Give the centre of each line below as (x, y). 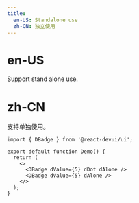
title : (16, 13)
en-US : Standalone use (46, 20)
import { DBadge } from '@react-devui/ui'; (70, 140)
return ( (26, 158)
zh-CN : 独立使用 (35, 26)
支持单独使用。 (28, 127)
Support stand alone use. (43, 79)
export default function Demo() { (56, 152)
